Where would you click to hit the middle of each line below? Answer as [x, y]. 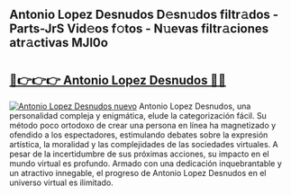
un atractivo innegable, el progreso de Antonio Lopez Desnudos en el [138, 173]
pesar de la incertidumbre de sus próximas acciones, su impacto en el [139, 154]
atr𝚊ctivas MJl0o [59, 43]
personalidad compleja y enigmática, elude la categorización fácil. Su [138, 115]
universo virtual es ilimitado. [62, 182]
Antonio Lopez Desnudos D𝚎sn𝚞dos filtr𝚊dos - [144, 15]
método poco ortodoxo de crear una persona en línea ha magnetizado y [143, 125]
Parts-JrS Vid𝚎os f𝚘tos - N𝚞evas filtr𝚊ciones [139, 29]
